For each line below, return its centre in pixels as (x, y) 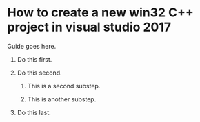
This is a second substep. (64, 86)
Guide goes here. (32, 46)
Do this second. (39, 73)
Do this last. (34, 112)
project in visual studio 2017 (89, 27)
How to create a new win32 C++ (101, 13)
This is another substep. (62, 99)
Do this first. (34, 59)
